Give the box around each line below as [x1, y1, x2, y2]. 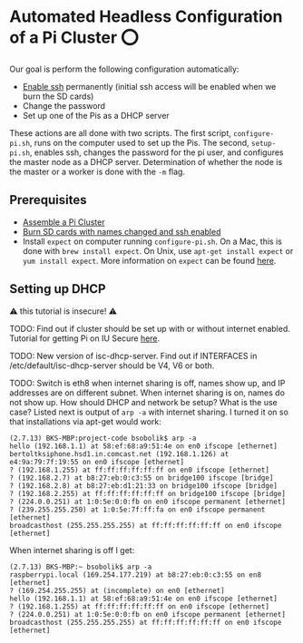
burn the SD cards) [22, 91, 94, 102]
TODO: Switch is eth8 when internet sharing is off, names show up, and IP [9, 377, 286, 388]
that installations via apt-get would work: [9, 415, 161, 427]
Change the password [22, 100, 106, 111]
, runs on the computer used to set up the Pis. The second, [29, 137, 249, 148]
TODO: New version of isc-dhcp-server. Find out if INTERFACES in [9, 350, 258, 361]
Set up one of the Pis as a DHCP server [22, 110, 170, 121]
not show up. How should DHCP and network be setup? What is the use [9, 396, 279, 407]
